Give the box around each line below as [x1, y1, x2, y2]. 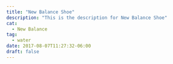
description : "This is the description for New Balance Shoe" [6, 15, 168, 21]
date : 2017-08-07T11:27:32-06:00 [6, 43, 91, 49]
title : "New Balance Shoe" [6, 9, 75, 15]
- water [12, 37, 32, 43]
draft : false [6, 49, 40, 55]
